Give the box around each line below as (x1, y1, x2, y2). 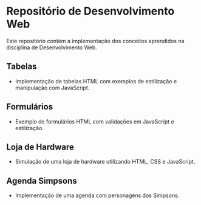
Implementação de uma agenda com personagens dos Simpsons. (15, 192, 180, 199)
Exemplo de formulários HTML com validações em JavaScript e (15, 117, 174, 125)
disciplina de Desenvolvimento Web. (6, 44, 97, 51)
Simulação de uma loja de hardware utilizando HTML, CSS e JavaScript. (15, 158, 196, 165)
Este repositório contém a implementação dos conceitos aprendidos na (6, 37, 185, 44)
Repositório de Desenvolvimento (6, 4, 175, 18)
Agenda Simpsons (6, 175, 77, 186)
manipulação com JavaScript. (15, 84, 90, 91)
